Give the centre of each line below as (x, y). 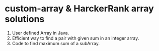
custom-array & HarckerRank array (79, 9)
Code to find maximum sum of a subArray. (56, 43)
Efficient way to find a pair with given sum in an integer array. (75, 38)
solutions (25, 19)
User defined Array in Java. (41, 33)
